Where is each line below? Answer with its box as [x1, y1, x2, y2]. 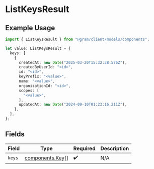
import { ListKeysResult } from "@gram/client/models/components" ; [5, 37, 150, 42]
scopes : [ [18, 88, 39, 93]
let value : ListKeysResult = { [5, 46, 71, 51]
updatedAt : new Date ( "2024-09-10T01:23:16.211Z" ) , [18, 102, 127, 107]
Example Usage [5, 24, 55, 32]
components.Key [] [24, 154, 69, 161]
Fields [5, 130, 25, 139]
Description [100, 145, 129, 152]
